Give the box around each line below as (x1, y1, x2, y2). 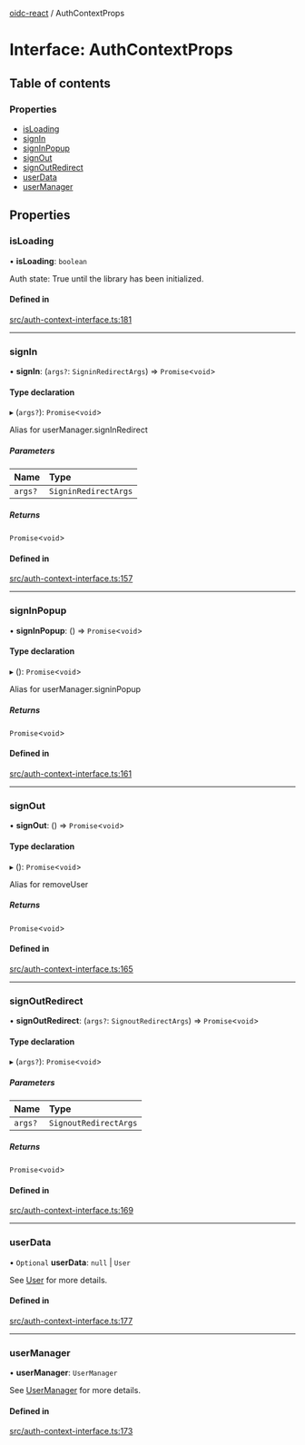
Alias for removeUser (9, 878, 89, 889)
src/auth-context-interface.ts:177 (9, 1315, 133, 1326)
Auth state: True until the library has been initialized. (9, 272, 204, 284)
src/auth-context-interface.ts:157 (9, 573, 133, 584)
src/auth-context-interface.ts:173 (9, 1426, 133, 1437)
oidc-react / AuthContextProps (9, 8, 125, 18)
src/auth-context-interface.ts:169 (9, 1205, 134, 1216)
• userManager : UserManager (9, 1367, 118, 1379)
